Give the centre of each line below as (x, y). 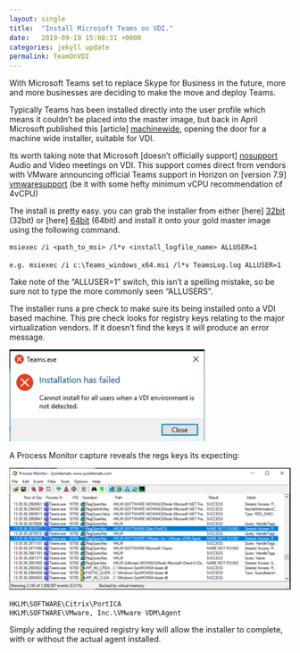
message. (27, 337)
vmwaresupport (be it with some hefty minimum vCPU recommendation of (146, 184)
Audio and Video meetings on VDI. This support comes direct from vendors (148, 165)
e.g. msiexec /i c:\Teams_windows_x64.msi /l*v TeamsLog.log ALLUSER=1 (145, 265)
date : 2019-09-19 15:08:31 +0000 (75, 38)
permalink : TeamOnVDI (50, 57)
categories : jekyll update (59, 47)
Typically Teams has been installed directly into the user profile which (137, 110)
